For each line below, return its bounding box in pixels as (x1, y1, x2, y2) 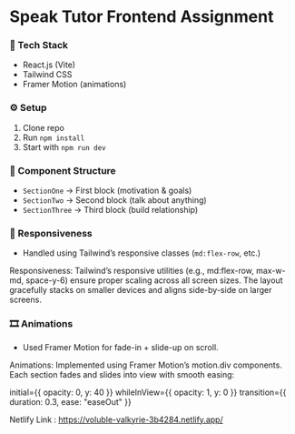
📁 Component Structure (9, 164, 116, 177)
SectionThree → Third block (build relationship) (22, 205, 199, 216)
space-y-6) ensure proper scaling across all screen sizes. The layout (25, 275, 283, 286)
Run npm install (22, 132, 85, 143)
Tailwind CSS (22, 69, 73, 80)
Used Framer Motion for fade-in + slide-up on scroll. (22, 341, 220, 352)
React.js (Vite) (22, 59, 75, 70)
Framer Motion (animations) (22, 79, 127, 90)
